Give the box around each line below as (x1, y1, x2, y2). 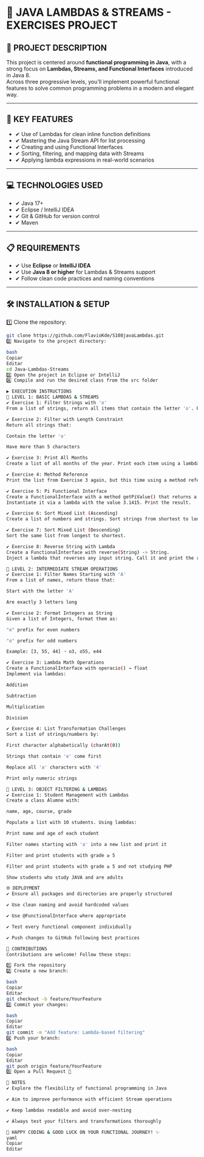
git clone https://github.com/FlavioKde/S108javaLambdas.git (6, 332, 165, 339)
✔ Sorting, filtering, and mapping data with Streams (15, 149, 144, 157)
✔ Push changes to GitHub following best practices (6, 935, 140, 941)
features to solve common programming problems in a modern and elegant (6, 84, 194, 92)
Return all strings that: (6, 422, 72, 428)
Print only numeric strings (6, 775, 78, 781)
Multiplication (6, 704, 45, 710)
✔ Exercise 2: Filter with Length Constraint (6, 416, 123, 422)
